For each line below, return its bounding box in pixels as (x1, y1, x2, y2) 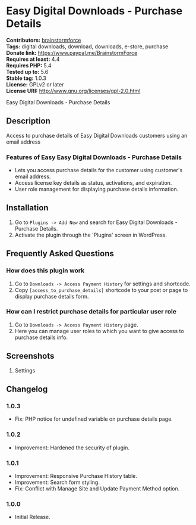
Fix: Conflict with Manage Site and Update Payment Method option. (14, 484, 180, 492)
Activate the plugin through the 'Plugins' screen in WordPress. (14, 231, 167, 238)
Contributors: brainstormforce (6, 36, 81, 44)
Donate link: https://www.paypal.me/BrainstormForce (6, 49, 138, 56)
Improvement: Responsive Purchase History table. (14, 472, 138, 479)
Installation (6, 203, 49, 213)
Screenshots (6, 351, 55, 361)
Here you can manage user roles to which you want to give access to (14, 327, 184, 334)
